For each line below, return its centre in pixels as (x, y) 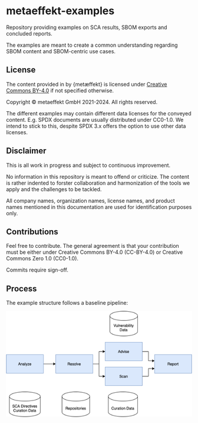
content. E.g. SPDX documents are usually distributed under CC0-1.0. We (95, 120)
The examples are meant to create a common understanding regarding (92, 45)
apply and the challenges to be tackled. (54, 189)
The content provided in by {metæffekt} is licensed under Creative (87, 84)
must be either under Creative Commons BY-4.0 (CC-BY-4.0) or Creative (95, 252)
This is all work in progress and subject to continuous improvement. (88, 165)
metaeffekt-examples (60, 11)
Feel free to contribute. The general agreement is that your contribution (93, 246)
